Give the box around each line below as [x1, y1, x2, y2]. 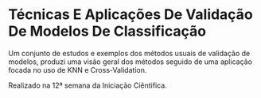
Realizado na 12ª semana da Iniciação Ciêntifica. [8, 81, 167, 90]
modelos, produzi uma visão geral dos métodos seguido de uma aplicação [8, 57, 253, 66]
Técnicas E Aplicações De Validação [8, 6, 253, 24]
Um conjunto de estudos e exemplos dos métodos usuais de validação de [8, 48, 251, 58]
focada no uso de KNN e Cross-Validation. [8, 65, 147, 74]
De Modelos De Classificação [8, 22, 207, 40]
